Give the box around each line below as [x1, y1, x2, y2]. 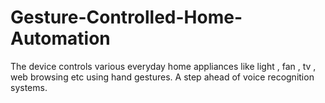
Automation [10, 27, 111, 50]
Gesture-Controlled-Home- [10, 6, 243, 29]
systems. [10, 81, 48, 93]
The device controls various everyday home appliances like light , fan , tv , [10, 60, 317, 72]
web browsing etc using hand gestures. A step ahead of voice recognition [10, 71, 315, 83]
